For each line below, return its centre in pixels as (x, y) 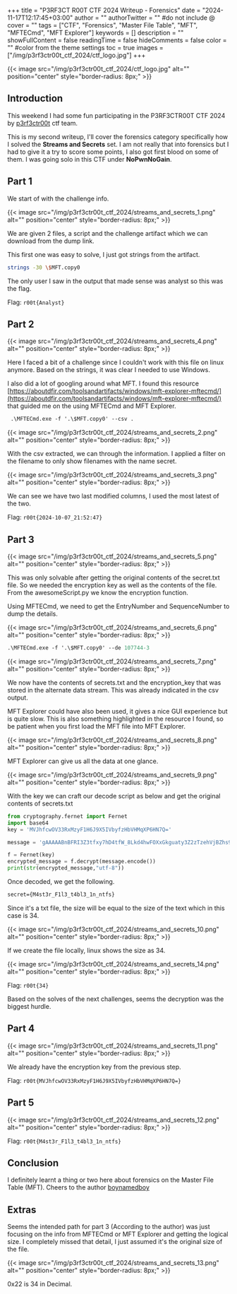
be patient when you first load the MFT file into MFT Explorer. (96, 726)
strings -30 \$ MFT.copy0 (44, 268)
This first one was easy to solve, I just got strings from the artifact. (104, 254)
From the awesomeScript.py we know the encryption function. (98, 593)
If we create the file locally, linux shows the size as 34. (86, 950)
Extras (22, 1210)
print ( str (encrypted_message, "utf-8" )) (66, 868)
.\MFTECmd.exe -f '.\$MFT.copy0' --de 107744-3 (79, 648)
